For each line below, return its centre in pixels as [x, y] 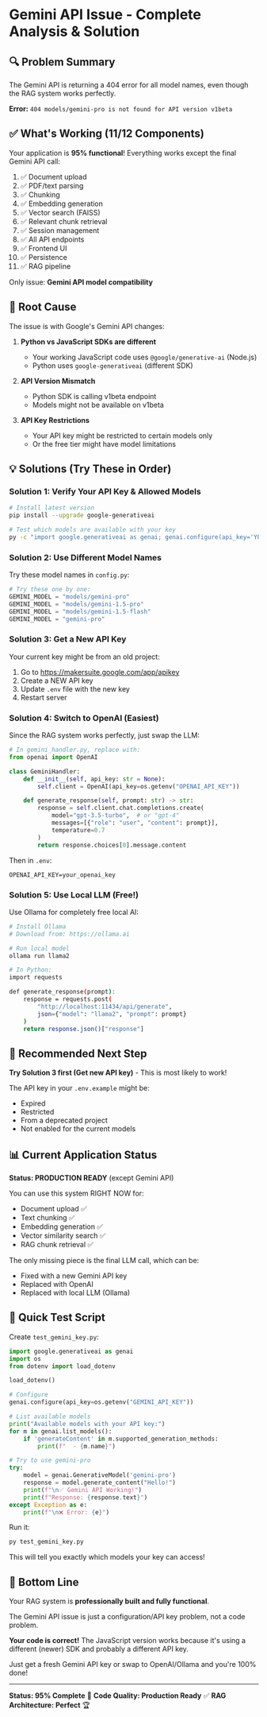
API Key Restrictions [55, 420]
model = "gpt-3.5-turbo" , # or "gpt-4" [115, 816]
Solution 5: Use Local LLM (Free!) [74, 894]
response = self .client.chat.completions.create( [121, 808]
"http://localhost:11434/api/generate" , [105, 1006]
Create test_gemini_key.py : [54, 1336]
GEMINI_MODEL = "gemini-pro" [57, 619]
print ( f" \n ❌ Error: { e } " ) [67, 1512]
